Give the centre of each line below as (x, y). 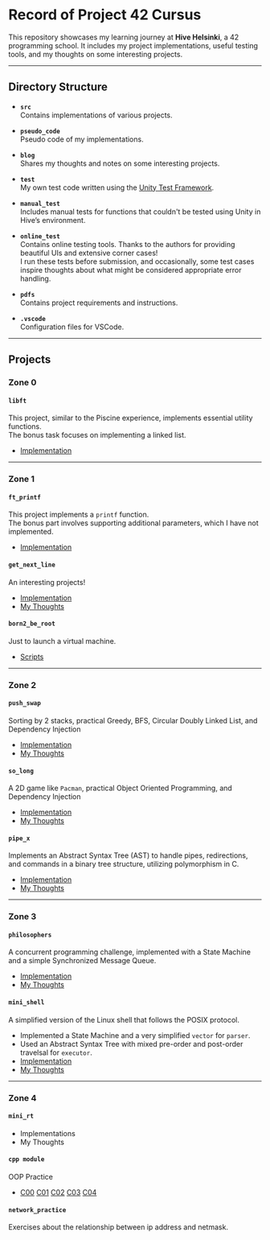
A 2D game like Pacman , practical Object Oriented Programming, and (121, 788)
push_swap (25, 703)
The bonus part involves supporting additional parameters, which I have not (133, 523)
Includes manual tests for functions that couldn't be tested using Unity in (140, 212)
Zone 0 (22, 382)
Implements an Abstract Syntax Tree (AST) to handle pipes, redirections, (128, 855)
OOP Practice (31, 1176)
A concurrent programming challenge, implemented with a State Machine (130, 952)
